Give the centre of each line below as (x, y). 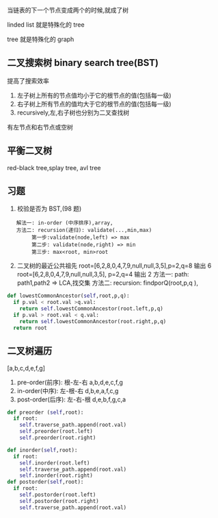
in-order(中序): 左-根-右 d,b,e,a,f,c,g (68, 390)
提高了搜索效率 (28, 80)
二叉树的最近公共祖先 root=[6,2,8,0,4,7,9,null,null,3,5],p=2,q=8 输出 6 (114, 266)
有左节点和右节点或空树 (40, 127)
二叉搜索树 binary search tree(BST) (83, 63)
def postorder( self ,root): (45, 482)
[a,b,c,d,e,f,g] (26, 368)
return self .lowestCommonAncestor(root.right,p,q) (93, 321)
